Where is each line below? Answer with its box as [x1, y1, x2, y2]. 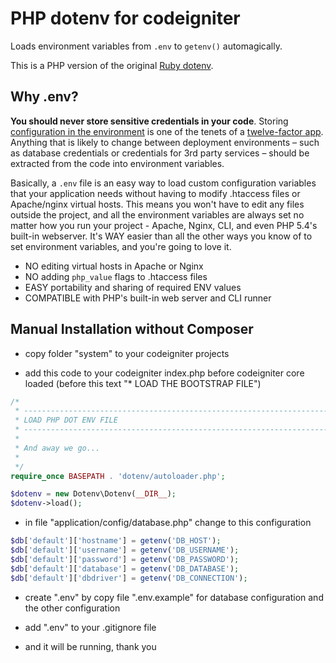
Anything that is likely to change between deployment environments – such [10, 136, 320, 148]
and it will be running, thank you [24, 640, 157, 652]
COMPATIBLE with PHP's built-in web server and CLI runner [24, 292, 272, 304]
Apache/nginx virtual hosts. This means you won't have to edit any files [10, 198, 305, 210]
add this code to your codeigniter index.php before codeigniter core [24, 367, 305, 379]
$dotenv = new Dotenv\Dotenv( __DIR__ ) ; [10, 489, 177, 499]
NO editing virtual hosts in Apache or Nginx [24, 260, 204, 272]
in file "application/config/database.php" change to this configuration [24, 517, 312, 529]
